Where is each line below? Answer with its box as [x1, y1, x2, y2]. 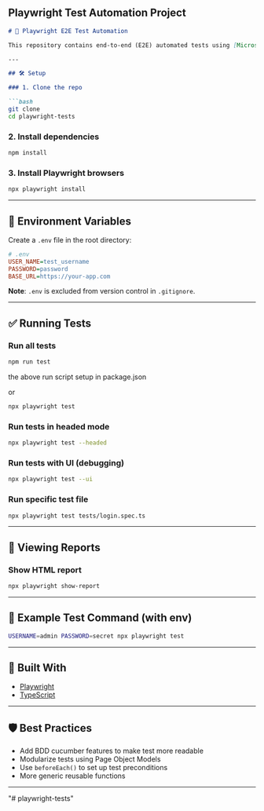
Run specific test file [8, 494, 89, 505]
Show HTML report [8, 564, 82, 575]
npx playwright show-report [8, 583, 101, 590]
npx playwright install [8, 185, 86, 193]
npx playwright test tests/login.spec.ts [8, 512, 146, 520]
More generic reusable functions [19, 771, 126, 780]
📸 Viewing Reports [8, 541, 101, 554]
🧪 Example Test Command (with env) [8, 612, 192, 625]
